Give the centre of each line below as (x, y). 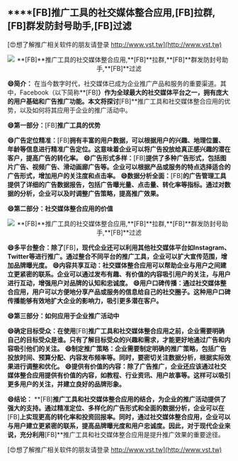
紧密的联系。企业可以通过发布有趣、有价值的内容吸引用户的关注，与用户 (125, 274)
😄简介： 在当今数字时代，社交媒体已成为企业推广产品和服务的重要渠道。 (114, 83)
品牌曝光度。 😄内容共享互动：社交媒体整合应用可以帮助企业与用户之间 (117, 265)
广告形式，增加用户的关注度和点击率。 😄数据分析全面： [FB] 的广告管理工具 (117, 175)
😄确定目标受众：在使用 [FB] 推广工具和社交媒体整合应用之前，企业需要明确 (116, 331)
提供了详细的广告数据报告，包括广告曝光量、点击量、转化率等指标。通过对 (116, 184)
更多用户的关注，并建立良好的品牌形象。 (66, 384)
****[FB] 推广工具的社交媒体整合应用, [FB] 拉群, (112, 13)
